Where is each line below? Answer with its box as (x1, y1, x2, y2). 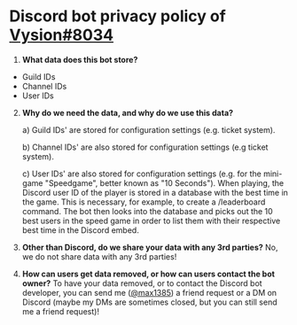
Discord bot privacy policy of (9, 6, 226, 27)
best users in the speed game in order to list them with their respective (21, 215, 281, 226)
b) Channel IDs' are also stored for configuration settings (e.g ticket (21, 142, 269, 152)
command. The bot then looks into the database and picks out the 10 (21, 205, 273, 216)
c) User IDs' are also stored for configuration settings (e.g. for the (21, 168, 262, 179)
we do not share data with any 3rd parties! (21, 251, 177, 262)
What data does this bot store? (21, 54, 138, 65)
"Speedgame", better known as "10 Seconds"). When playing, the (44, 177, 285, 188)
